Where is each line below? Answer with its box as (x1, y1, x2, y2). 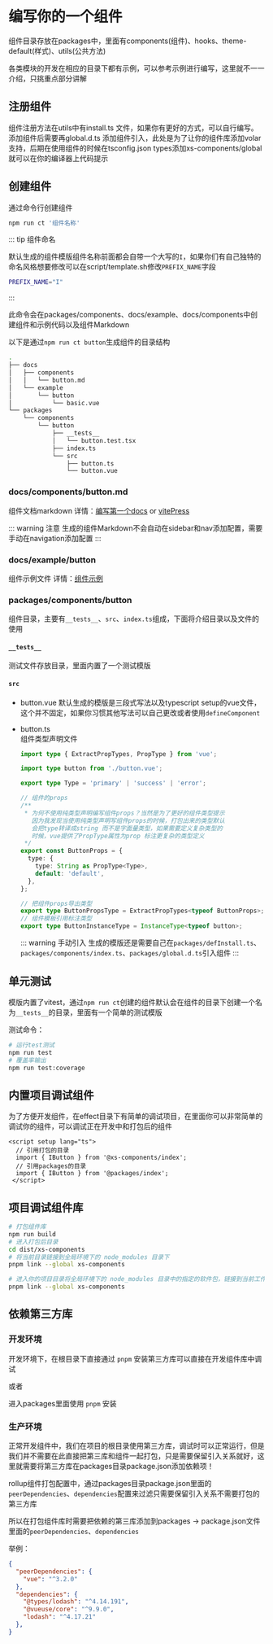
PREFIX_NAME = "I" (8, 278, 63, 286)
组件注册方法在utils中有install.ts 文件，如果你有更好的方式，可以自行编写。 (8, 123, 258, 133)
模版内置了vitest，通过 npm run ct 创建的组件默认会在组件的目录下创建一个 (8, 997, 256, 1007)
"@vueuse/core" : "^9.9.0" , (23, 1605, 115, 1614)
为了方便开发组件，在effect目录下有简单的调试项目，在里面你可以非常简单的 (8, 1112, 263, 1122)
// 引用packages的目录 (15, 1162, 87, 1170)
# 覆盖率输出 (8, 1056, 46, 1065)
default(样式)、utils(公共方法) (8, 46, 106, 55)
